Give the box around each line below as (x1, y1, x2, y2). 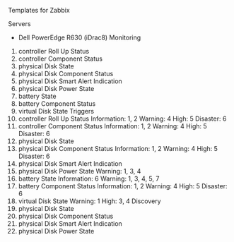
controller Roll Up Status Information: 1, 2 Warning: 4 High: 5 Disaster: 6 (18, 114, 227, 123)
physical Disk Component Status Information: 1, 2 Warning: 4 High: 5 (18, 145, 218, 152)
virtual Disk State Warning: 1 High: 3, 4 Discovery (18, 197, 161, 205)
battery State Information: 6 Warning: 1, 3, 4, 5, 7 (18, 174, 160, 183)
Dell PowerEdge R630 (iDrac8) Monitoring (18, 33, 141, 42)
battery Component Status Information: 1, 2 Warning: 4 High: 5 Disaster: (18, 182, 228, 190)
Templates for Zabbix (8, 6, 70, 14)
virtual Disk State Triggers (18, 107, 95, 115)
